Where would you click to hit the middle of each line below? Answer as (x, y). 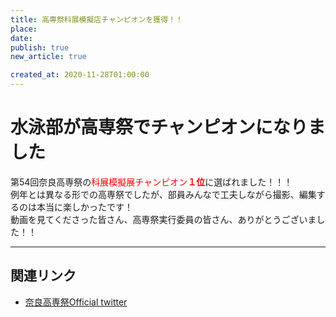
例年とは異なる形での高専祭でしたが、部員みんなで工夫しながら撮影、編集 (163, 194)
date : (21, 38)
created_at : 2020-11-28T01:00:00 (80, 75)
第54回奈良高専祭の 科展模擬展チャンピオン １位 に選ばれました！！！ (151, 182)
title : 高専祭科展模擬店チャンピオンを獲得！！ (96, 19)
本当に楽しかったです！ (84, 207)
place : (24, 29)
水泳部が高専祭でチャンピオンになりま (168, 127)
